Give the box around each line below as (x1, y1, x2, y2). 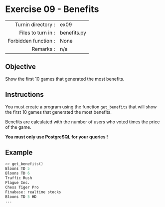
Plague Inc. (5, 180, 30, 185)
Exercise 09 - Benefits (5, 4, 99, 15)
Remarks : (31, 45, 55, 52)
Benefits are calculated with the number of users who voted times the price (5, 119, 160, 125)
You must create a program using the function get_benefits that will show (5, 104, 157, 110)
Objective (5, 63, 36, 71)
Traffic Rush (5, 175, 32, 180)
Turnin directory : (14, 21, 55, 28)
